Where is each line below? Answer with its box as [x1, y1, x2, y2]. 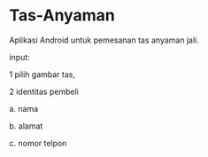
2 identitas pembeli [9, 86, 80, 97]
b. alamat [9, 121, 43, 131]
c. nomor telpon [9, 137, 67, 148]
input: [9, 51, 31, 62]
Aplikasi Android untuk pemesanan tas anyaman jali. [9, 35, 199, 45]
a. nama [9, 103, 39, 114]
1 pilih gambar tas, [9, 68, 76, 80]
